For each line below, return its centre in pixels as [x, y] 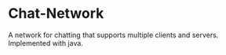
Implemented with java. [46, 43]
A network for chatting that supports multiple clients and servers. [113, 35]
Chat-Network [56, 14]
